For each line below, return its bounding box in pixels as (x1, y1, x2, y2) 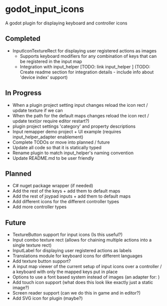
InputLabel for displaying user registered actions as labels (12, 248, 132, 254)
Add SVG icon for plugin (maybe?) (12, 296, 83, 302)
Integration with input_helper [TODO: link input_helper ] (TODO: (19, 63, 150, 69)
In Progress (5, 89, 41, 97)
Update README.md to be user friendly (12, 155, 94, 161)
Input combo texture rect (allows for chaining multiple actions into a (12, 237, 152, 243)
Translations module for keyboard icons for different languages (12, 253, 142, 259)
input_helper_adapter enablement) (12, 134, 83, 140)
